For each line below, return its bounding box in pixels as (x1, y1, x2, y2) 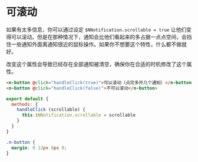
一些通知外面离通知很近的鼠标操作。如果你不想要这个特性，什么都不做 (11, 41, 181, 48)
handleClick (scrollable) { (16, 107, 85, 113)
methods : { (11, 101, 38, 107)
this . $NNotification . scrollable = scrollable (21, 113, 136, 118)
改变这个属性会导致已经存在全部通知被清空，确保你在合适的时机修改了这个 (6, 60, 187, 68)
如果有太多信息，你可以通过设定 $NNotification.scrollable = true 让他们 (6, 26, 187, 33)
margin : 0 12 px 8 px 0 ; (11, 145, 67, 151)
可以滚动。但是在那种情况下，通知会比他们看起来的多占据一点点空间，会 (11, 33, 187, 40)
